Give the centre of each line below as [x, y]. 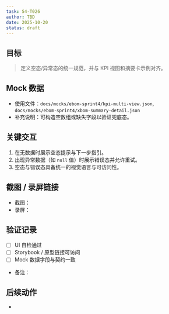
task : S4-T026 [23, 11]
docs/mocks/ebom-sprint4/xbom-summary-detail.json [77, 111]
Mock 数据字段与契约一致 [45, 260]
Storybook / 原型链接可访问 [47, 253]
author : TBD [20, 17]
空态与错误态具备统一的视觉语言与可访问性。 [68, 167]
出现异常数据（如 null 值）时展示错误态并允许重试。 [78, 160]
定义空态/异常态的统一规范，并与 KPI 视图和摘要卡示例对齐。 [93, 68]
